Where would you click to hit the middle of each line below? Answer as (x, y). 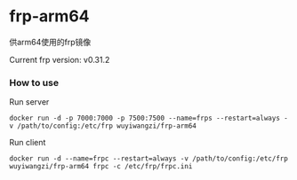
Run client (28, 143)
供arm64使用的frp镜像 (50, 42)
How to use (34, 82)
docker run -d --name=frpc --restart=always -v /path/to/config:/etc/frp (149, 159)
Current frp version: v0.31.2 (60, 59)
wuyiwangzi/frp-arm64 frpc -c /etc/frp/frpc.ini (101, 167)
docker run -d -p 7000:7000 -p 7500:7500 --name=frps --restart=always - (149, 118)
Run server (29, 102)
